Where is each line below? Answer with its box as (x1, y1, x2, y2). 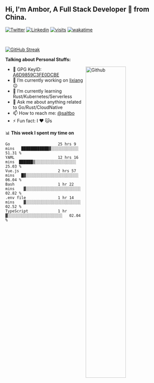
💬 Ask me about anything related (12, 99, 82, 105)
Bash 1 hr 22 (5, 182, 74, 187)
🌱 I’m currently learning (12, 88, 62, 94)
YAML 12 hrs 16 (5, 155, 79, 160)
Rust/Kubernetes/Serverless (12, 93, 72, 100)
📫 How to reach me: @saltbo (12, 110, 75, 116)
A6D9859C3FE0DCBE (12, 71, 60, 78)
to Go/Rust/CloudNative (12, 104, 63, 110)
